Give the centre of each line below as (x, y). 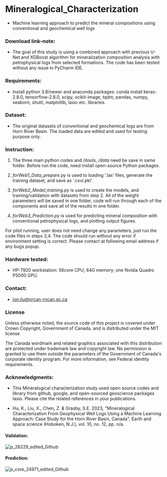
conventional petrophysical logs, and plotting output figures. (74, 221)
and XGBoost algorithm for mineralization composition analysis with (90, 57)
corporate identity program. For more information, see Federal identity (77, 359)
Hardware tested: (27, 259)
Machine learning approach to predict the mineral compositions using (84, 23)
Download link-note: (30, 41)
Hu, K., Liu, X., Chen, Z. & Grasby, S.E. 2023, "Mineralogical (73, 408)
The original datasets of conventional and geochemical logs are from (83, 126)
